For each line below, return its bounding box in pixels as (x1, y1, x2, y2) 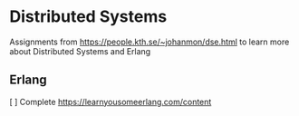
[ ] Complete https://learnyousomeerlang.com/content (9, 96, 212, 107)
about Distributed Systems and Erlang (9, 45, 151, 56)
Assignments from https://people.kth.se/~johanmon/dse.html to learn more (9, 36, 290, 47)
